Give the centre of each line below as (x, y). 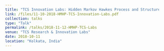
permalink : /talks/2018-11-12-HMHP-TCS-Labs (51, 28)
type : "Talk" (18, 23)
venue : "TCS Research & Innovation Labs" (48, 32)
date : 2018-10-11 (23, 37)
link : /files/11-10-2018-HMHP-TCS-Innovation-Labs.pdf (62, 14)
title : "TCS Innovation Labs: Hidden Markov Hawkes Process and (72, 9)
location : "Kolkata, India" (34, 41)
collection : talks (24, 18)
